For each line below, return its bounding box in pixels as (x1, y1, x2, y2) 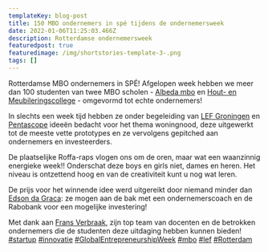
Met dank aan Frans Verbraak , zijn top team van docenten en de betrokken (8, 217, 256, 227)
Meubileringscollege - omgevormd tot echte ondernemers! (8, 96, 203, 105)
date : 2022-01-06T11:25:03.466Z (8, 26, 116, 35)
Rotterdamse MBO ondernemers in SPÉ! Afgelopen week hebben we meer (8, 78, 254, 88)
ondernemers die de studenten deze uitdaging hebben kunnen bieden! (8, 226, 242, 235)
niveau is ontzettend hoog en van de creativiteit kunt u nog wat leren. (8, 169, 238, 179)
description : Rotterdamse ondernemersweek (8, 34, 152, 43)
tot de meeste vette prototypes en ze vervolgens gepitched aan (8, 128, 219, 137)
